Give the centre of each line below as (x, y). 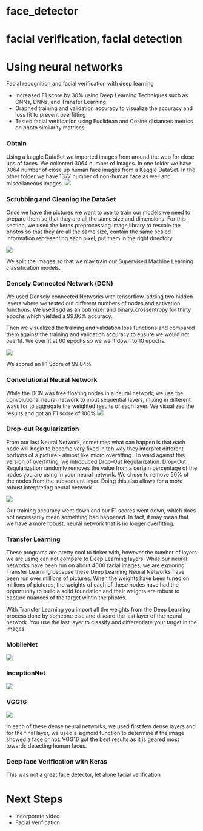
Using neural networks (65, 67)
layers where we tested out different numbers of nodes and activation (93, 303)
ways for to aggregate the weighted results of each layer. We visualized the (100, 406)
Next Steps (35, 799)
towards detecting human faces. (47, 745)
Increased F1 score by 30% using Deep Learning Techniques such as (101, 95)
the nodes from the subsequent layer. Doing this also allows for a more (95, 481)
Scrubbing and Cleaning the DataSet (61, 199)
